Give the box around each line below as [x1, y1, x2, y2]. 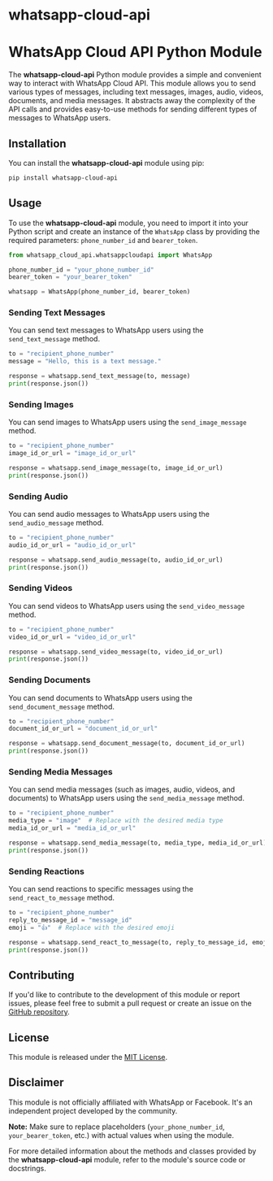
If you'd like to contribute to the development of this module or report [8, 990, 240, 1000]
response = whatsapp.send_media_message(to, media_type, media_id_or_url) [8, 839, 267, 847]
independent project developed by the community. [8, 1105, 178, 1115]
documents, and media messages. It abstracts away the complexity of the [8, 96, 256, 106]
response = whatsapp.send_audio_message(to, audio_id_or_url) [8, 555, 223, 564]
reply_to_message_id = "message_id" [8, 916, 132, 924]
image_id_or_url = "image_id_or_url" [8, 449, 136, 458]
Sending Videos [8, 583, 73, 594]
